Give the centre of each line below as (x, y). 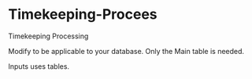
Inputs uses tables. (39, 66)
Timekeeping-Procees (83, 14)
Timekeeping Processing (48, 36)
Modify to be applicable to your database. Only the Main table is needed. (126, 51)
